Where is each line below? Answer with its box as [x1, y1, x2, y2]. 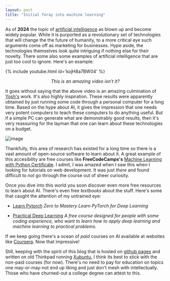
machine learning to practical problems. [12, 223, 97, 229]
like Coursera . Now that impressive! [5, 238, 80, 244]
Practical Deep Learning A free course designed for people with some [12, 213, 159, 219]
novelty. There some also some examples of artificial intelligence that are [5, 53, 158, 59]
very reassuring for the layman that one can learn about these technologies [5, 120, 163, 126]
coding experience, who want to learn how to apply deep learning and [12, 218, 160, 224]
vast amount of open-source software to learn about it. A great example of [5, 151, 161, 157]
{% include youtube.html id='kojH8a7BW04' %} [5, 68, 106, 74]
